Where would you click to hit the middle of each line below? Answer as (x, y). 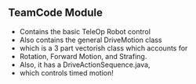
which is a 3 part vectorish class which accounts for (103, 48)
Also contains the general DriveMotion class (91, 40)
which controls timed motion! (66, 72)
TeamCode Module (56, 13)
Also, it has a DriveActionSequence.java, (85, 65)
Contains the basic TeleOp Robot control (85, 31)
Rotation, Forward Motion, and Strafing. (83, 56)
